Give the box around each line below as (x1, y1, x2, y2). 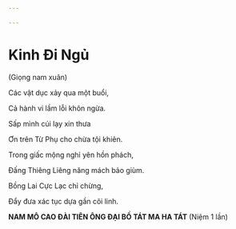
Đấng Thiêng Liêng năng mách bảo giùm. (8, 165, 145, 175)
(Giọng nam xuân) (8, 72, 68, 82)
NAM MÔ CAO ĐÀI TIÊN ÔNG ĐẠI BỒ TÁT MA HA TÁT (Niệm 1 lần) (8, 211, 228, 221)
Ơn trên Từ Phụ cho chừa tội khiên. (8, 134, 123, 144)
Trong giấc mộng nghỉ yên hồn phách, (8, 150, 134, 159)
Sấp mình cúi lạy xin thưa (8, 119, 91, 128)
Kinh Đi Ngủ (8, 46, 90, 64)
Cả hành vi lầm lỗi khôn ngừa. (8, 103, 106, 113)
